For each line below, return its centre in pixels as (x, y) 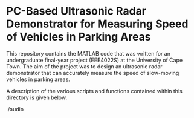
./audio (15, 109)
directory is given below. (37, 97)
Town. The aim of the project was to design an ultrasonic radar (84, 66)
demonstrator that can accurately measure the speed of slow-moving (93, 73)
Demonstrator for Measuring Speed (97, 24)
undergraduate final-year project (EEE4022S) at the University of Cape (95, 60)
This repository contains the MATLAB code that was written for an (89, 53)
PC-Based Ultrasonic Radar (76, 11)
